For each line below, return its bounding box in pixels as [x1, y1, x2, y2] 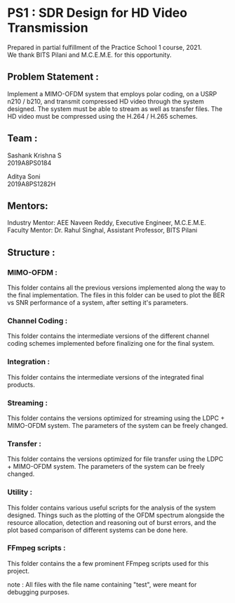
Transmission [7, 20, 89, 36]
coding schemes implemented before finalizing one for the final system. [7, 339, 215, 348]
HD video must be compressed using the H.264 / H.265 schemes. [7, 112, 198, 120]
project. [7, 566, 30, 575]
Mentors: [7, 200, 48, 212]
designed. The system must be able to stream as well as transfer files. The [7, 104, 223, 113]
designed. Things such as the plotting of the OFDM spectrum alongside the [7, 511, 225, 519]
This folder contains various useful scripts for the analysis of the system [7, 503, 216, 512]
